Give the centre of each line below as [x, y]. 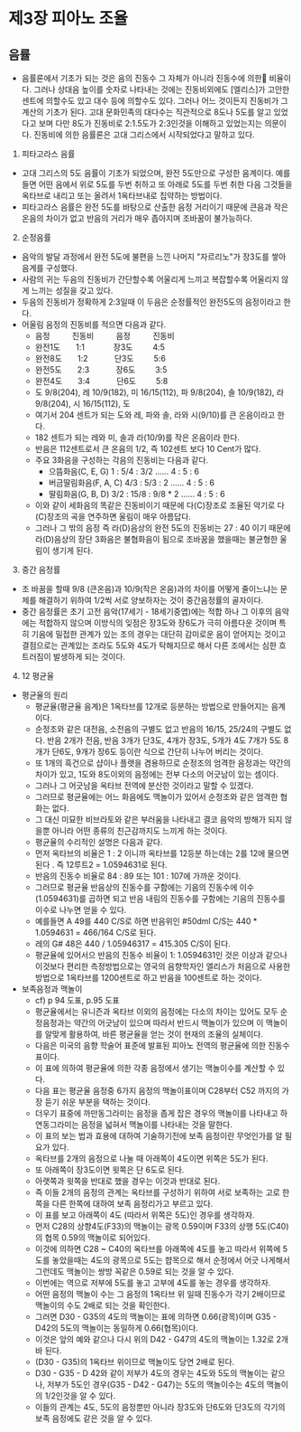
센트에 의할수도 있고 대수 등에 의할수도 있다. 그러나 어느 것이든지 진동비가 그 [155, 101]
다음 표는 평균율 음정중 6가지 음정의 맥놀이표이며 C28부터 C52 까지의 [157, 1091]
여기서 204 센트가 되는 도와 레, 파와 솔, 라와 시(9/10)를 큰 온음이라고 [155, 415]
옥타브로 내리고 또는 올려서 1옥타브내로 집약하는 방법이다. [122, 196]
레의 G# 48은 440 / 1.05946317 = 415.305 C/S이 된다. [132, 944]
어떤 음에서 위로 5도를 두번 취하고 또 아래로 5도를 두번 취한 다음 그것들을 [165, 184]
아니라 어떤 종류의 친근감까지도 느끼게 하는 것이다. [140, 831]
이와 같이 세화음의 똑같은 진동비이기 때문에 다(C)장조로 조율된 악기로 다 [160, 505]
